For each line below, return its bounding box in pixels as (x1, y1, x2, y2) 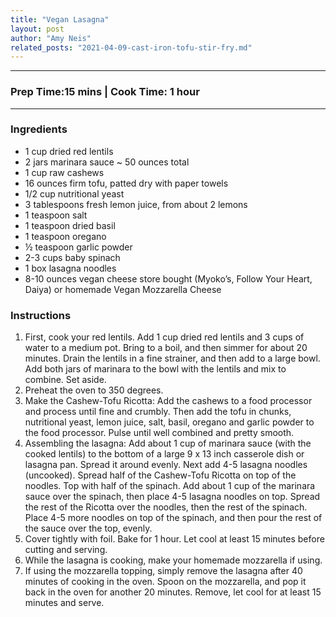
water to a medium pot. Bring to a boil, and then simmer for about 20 (24, 342, 308, 354)
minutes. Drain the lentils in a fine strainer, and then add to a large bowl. (24, 352, 321, 365)
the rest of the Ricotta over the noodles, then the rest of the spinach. (24, 501, 308, 513)
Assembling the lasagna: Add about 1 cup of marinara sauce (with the (24, 437, 312, 450)
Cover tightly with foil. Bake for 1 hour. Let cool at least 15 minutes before (24, 533, 325, 545)
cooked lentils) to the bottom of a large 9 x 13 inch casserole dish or (24, 448, 305, 460)
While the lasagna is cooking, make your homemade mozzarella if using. (24, 554, 323, 566)
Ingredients (10, 122, 68, 136)
